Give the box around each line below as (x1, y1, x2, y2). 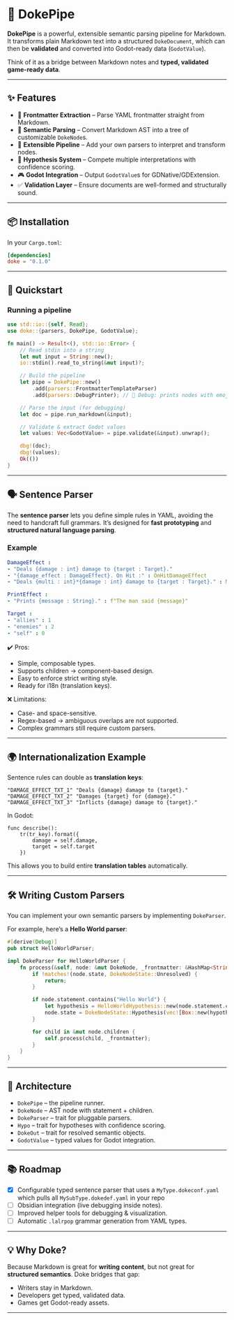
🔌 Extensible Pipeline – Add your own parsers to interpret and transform (17, 140, 226, 149)
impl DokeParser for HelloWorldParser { (7, 957, 127, 964)
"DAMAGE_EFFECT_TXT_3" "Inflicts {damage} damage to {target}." (7, 799, 198, 806)
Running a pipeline (7, 305, 72, 315)
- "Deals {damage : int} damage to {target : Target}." (7, 566, 173, 573)
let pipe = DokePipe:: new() (19, 379, 101, 386)
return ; (44, 977, 68, 984)
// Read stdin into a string (19, 346, 104, 354)
